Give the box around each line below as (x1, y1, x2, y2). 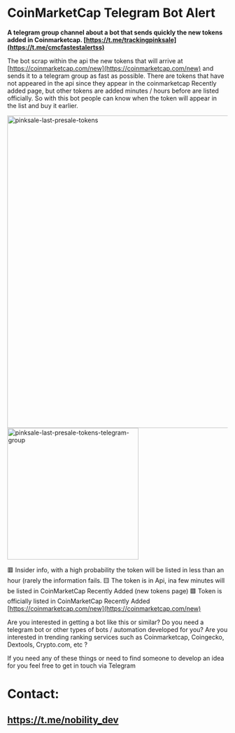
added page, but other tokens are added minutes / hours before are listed (7, 86, 219, 95)
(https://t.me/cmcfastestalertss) (7, 43, 105, 51)
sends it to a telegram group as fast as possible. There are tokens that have (7, 72, 225, 80)
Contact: (7, 686, 59, 702)
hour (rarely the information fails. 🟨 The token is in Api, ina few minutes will (7, 576, 225, 584)
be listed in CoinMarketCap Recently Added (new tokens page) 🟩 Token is (7, 586, 222, 595)
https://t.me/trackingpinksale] (85, 35, 177, 44)
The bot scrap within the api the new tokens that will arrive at (7, 56, 183, 65)
